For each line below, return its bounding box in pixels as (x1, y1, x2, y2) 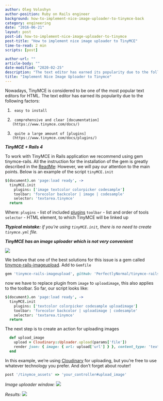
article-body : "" (5, 61, 40, 66)
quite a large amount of (14, 131, 65, 136)
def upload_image (9, 335, 45, 340)
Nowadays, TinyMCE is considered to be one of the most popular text (5, 88, 145, 93)
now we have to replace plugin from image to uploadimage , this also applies (5, 280, 154, 286)
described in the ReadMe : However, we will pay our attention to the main (5, 163, 150, 170)
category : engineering (5, 20, 51, 26)
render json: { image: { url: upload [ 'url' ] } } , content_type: (14, 344, 147, 349)
